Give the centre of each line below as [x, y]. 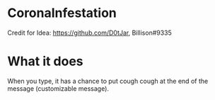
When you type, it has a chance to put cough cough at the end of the [108, 81]
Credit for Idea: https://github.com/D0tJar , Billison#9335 [89, 33]
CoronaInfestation [62, 13]
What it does [45, 61]
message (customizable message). [58, 88]
